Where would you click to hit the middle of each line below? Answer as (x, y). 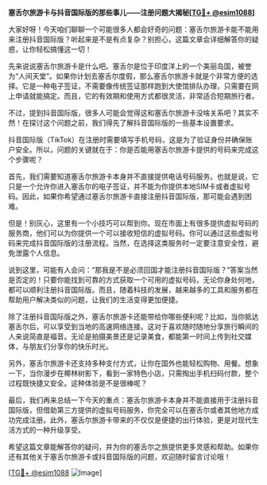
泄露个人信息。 (39, 253)
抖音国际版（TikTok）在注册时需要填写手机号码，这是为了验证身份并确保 (127, 140)
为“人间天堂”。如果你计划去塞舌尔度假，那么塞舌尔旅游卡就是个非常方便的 (130, 76)
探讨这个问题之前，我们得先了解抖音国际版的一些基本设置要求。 (133, 123)
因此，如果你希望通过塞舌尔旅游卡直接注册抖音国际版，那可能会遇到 (133, 196)
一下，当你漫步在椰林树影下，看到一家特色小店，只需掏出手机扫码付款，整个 (133, 373)
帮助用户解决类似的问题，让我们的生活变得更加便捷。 (95, 300)
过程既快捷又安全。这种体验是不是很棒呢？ (78, 383)
